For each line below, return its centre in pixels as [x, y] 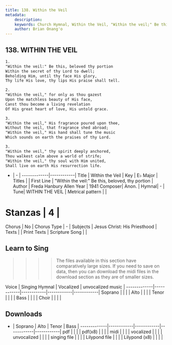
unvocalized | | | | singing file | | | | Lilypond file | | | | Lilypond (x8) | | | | [88, 337]
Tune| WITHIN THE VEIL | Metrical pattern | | [60, 192]
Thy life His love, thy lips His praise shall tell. [63, 81]
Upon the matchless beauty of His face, [49, 100]
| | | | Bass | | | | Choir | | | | [33, 298]
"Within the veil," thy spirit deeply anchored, [58, 151]
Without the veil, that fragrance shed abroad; [57, 128]
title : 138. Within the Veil [36, 10]
